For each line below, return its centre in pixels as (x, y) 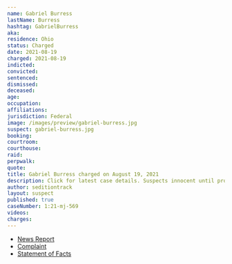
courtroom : (23, 142)
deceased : (21, 91)
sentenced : (23, 78)
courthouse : (24, 149)
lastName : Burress (33, 20)
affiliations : (28, 110)
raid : (15, 155)
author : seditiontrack (40, 187)
